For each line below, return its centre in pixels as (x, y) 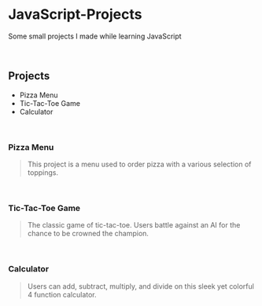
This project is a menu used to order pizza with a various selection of (139, 164)
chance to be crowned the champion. (88, 234)
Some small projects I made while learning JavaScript (95, 36)
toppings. (43, 173)
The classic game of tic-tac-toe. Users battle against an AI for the (134, 225)
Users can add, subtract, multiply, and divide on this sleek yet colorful (140, 286)
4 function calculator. (62, 294)
